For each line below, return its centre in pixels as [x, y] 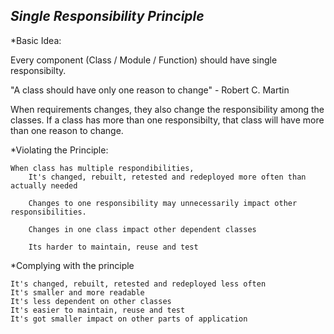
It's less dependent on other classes [91, 301]
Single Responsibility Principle [107, 16]
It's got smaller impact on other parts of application [129, 319]
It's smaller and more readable [77, 292]
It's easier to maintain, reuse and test [98, 310]
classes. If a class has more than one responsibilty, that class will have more [167, 120]
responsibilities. [48, 212]
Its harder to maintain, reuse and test [113, 247]
